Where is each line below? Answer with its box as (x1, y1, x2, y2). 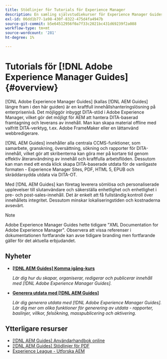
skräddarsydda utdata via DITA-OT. (5, 171, 78, 177)
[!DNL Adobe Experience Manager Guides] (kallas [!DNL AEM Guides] (5, 98, 148, 105)
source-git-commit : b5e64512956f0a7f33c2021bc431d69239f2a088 (5, 21, 137, 26)
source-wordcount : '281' (5, 30, 57, 35)
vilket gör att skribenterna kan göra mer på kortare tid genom (23, 150, 149, 156)
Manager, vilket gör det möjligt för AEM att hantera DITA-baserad (5, 114, 138, 120)
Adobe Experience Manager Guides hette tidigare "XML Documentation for (5, 222, 159, 228)
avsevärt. (5, 202, 24, 208)
